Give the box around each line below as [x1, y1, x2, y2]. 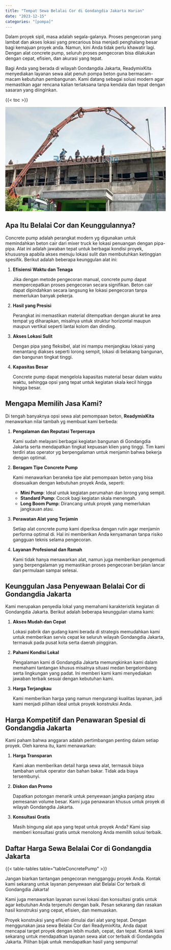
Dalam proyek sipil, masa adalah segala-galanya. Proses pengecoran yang [5, 34, 162, 40]
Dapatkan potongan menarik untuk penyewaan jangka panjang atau [12, 793, 155, 799]
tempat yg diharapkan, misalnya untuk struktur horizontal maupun [12, 317, 151, 324]
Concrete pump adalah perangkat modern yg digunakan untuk [5, 235, 136, 241]
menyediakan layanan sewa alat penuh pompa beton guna [5, 71, 128, 77]
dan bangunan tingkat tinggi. [12, 354, 73, 360]
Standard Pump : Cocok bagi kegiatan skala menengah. [20, 495, 136, 501]
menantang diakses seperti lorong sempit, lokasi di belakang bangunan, [12, 348, 164, 355]
